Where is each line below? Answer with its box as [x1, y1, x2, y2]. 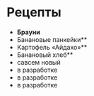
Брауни [16, 28, 40, 36]
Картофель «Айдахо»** [16, 43, 88, 51]
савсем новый [16, 58, 61, 66]
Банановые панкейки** [16, 35, 88, 43]
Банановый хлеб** [16, 50, 74, 59]
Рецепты [6, 4, 61, 21]
